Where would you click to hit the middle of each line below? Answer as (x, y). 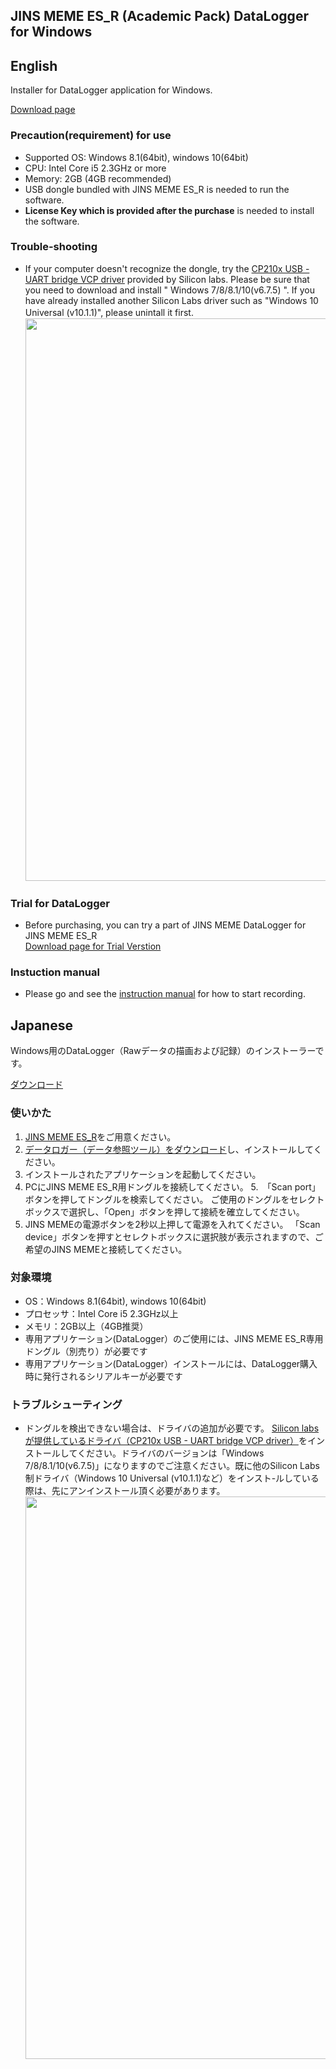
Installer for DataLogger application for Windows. (111, 90)
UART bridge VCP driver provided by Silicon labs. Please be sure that (167, 279)
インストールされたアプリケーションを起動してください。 (143, 1174)
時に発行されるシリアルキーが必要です (103, 1376)
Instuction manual (55, 972)
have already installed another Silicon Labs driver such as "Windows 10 (171, 300)
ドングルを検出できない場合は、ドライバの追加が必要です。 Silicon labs (172, 1428)
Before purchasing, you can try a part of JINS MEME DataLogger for (165, 925)
